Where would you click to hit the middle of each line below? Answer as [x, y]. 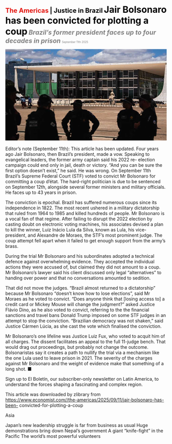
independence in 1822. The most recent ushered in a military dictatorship [82, 208]
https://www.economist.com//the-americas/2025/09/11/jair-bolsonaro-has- [85, 400]
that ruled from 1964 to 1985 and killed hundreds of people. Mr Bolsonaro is [85, 213]
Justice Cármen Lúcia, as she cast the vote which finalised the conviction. [83, 326]
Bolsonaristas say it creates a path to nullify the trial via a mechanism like [82, 352]
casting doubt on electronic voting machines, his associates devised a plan [84, 224]
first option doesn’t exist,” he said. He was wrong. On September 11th [78, 170]
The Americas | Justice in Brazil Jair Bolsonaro [86, 10]
